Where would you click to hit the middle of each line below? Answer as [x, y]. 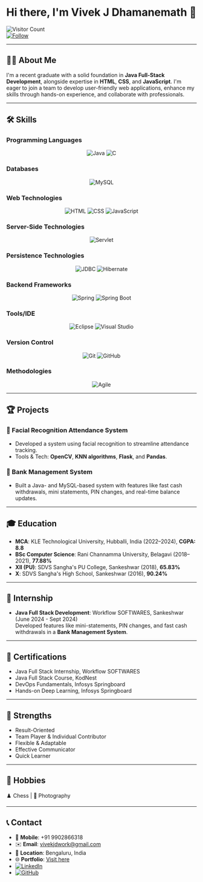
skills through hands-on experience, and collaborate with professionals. [95, 94]
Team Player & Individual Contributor [61, 737]
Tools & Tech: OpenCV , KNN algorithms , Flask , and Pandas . [91, 456]
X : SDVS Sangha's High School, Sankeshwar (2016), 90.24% [91, 573]
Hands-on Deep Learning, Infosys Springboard [73, 691]
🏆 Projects [28, 410]
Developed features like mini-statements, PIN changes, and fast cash [101, 626]
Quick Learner [33, 756]
